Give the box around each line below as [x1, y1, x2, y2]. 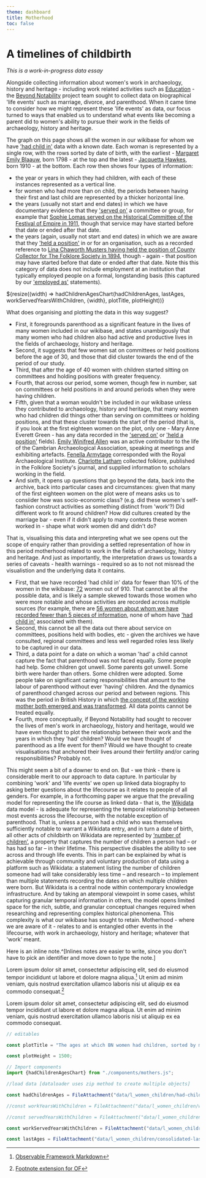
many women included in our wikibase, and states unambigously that [15, 327, 190, 335]
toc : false [6, 20, 34, 26]
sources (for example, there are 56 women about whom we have [15, 605, 179, 612]
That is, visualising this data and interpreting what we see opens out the [6, 534, 188, 542]
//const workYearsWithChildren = [6, 1103, 92, 1109]
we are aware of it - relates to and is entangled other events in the [6, 923, 173, 930]
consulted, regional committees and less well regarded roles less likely [15, 637, 194, 645]
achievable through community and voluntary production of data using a [6, 857, 189, 865]
